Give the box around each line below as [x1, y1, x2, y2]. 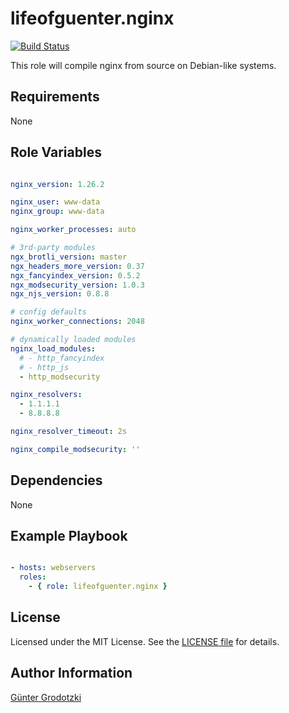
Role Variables [10, 144, 102, 161]
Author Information [10, 665, 133, 682]
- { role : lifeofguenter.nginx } [28, 582, 168, 592]
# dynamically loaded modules [10, 335, 137, 345]
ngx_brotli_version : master [10, 252, 128, 262]
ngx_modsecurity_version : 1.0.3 [10, 280, 145, 290]
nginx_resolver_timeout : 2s [10, 427, 128, 437]
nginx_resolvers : [10, 390, 83, 400]
